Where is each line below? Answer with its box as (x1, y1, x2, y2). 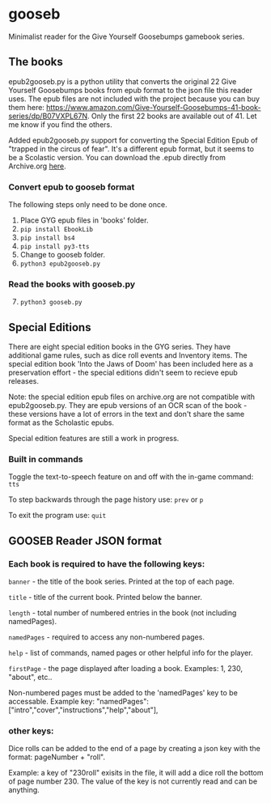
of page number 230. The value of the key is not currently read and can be (8, 776, 257, 786)
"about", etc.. (8, 673, 53, 682)
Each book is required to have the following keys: (8, 558, 205, 569)
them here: (8, 102, 44, 112)
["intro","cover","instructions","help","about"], (8, 705, 159, 715)
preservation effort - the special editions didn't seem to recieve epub (8, 368, 239, 377)
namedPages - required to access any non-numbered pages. (8, 632, 205, 642)
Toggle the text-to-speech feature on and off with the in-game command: (8, 472, 254, 482)
